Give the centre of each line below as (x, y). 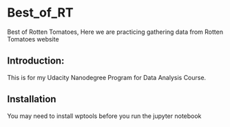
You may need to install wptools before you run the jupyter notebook (104, 116)
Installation (32, 99)
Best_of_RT (40, 13)
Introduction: (36, 61)
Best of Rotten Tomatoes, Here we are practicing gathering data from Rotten (115, 32)
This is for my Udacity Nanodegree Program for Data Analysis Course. (107, 77)
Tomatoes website (33, 39)
